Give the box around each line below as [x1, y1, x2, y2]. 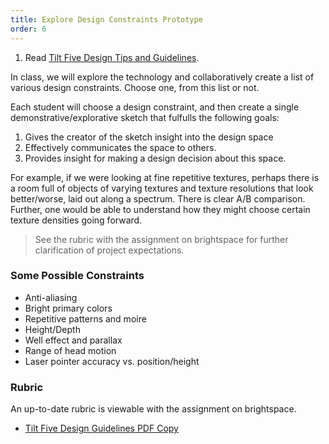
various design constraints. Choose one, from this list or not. [10, 81, 260, 93]
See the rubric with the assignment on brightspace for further [34, 233, 289, 245]
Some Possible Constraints [10, 269, 145, 283]
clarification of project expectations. [34, 244, 185, 256]
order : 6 [10, 24, 47, 34]
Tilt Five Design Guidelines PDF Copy [24, 422, 179, 435]
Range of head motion [24, 344, 117, 356]
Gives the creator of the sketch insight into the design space [24, 131, 274, 143]
